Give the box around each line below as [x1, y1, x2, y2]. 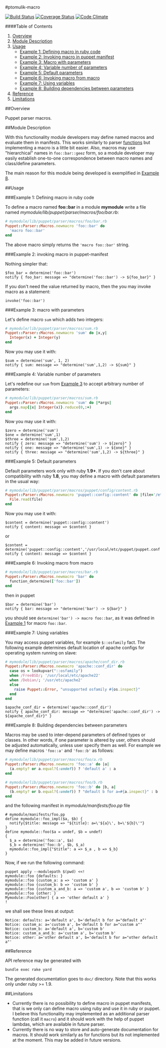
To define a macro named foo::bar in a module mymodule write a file [5, 204, 146, 210]
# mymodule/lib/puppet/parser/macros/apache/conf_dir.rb [5, 659, 125, 664]
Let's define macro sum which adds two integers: [5, 316, 104, 322]
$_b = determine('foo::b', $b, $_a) [9, 842, 85, 847]
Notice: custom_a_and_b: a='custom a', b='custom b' [5, 931, 116, 936]
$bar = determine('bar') [5, 602, 56, 607]
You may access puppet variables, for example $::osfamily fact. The [5, 639, 146, 645]
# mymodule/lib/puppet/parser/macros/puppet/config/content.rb [5, 488, 138, 493]
